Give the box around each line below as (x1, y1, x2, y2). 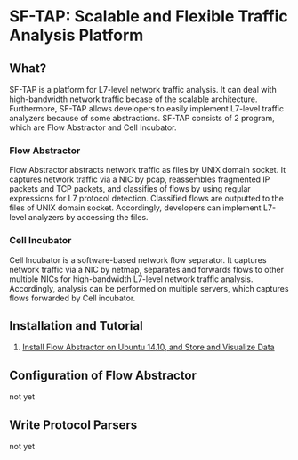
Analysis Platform (9, 25, 144, 45)
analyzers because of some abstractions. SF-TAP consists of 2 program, (9, 113, 275, 123)
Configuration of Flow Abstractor (9, 367, 197, 382)
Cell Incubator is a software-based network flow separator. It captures (9, 254, 267, 265)
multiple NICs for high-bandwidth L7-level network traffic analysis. (9, 274, 254, 284)
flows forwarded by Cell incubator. (9, 292, 136, 303)
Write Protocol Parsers (9, 417, 138, 432)
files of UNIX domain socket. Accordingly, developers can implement (9, 202, 262, 213)
